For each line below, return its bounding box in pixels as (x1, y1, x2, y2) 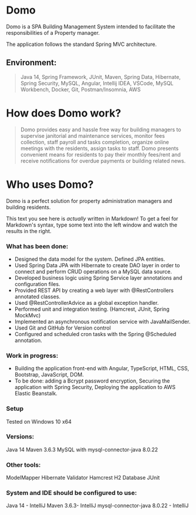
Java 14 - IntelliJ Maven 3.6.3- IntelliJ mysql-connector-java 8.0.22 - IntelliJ (6, 502, 189, 509)
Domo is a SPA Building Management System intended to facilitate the (6, 23, 175, 30)
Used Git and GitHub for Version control (14, 324, 111, 331)
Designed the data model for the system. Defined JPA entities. (14, 255, 165, 263)
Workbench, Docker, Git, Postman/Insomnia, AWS (20, 86, 141, 93)
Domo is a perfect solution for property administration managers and (6, 197, 173, 204)
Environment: (6, 58, 57, 68)
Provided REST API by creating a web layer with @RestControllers (14, 287, 174, 294)
